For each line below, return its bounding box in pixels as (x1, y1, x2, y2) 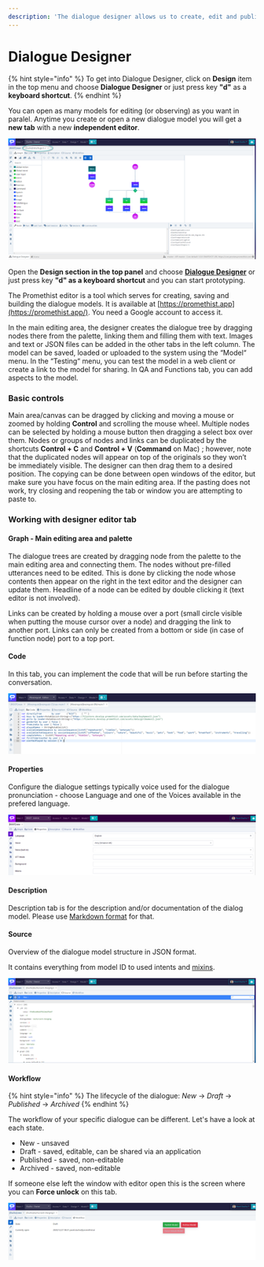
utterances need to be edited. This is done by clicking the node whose (8, 568, 236, 577)
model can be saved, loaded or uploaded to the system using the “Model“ (8, 348, 247, 358)
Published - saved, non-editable (19, 1155, 124, 1165)
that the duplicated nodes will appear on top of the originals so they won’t (8, 453, 247, 462)
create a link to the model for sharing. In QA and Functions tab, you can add (8, 365, 253, 375)
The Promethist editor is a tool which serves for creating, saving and (8, 291, 229, 300)
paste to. (8, 494, 37, 504)
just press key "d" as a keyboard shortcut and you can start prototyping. (8, 276, 246, 285)
